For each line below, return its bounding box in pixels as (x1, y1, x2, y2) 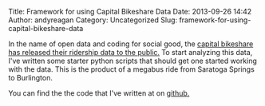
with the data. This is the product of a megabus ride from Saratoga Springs (8, 65, 255, 74)
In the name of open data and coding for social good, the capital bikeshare (8, 39, 254, 49)
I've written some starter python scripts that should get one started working (8, 56, 258, 65)
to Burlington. (8, 73, 53, 82)
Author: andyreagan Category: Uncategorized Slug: (8, 15, 178, 25)
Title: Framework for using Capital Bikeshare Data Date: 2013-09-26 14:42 (8, 7, 252, 16)
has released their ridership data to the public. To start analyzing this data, (8, 48, 253, 57)
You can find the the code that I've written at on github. (8, 88, 190, 98)
